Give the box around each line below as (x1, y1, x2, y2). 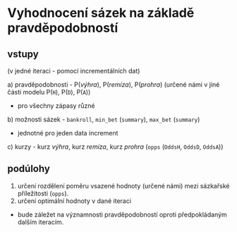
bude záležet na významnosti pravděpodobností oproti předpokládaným (17, 210, 227, 219)
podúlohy (7, 163, 51, 175)
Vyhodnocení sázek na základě (7, 5, 195, 21)
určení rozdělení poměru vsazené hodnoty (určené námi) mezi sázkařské (17, 181, 230, 190)
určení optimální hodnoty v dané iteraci (17, 196, 132, 205)
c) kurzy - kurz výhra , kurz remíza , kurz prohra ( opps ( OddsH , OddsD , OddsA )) (7, 142, 224, 151)
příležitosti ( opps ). (17, 189, 69, 197)
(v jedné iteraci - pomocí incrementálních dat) (7, 67, 140, 75)
